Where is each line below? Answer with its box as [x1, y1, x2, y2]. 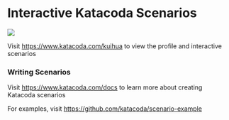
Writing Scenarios [7, 67, 71, 77]
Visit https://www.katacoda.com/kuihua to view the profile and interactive [7, 41, 222, 50]
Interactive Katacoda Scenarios [7, 5, 197, 21]
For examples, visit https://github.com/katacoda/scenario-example [7, 104, 202, 113]
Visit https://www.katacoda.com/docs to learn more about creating [7, 83, 203, 92]
